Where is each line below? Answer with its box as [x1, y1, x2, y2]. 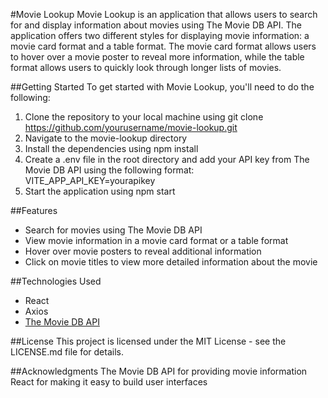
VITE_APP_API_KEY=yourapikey [24, 175, 156, 186]
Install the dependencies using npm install [24, 143, 199, 154]
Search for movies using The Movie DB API [24, 224, 203, 236]
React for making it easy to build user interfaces [10, 376, 208, 388]
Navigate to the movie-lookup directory [24, 132, 188, 144]
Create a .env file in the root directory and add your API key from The [24, 154, 310, 165]
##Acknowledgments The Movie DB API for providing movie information [10, 365, 308, 377]
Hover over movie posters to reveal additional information [24, 245, 262, 257]
